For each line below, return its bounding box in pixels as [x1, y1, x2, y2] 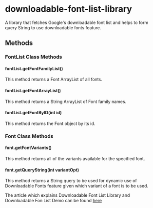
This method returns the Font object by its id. [5, 121, 96, 126]
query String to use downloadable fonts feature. [5, 24, 101, 30]
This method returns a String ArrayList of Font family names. [5, 99, 127, 104]
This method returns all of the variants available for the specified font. [5, 155, 145, 162]
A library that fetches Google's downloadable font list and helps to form [5, 20, 149, 25]
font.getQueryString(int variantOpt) [5, 167, 79, 173]
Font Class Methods [5, 133, 54, 140]
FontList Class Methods [5, 54, 62, 61]
